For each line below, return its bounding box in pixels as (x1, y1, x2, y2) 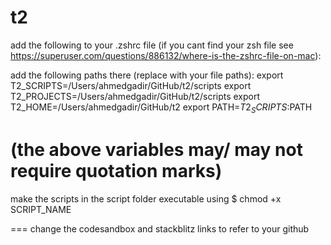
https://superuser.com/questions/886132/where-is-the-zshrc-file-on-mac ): (10, 49, 322, 61)
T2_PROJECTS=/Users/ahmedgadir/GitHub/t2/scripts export (10, 90, 261, 102)
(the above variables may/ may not (10, 138, 303, 161)
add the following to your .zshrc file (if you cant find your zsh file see (10, 39, 294, 51)
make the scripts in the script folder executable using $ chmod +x (10, 192, 282, 205)
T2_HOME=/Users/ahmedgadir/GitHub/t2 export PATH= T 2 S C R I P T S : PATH (10, 101, 313, 115)
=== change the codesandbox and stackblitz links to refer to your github (10, 222, 310, 235)
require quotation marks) (10, 159, 223, 182)
